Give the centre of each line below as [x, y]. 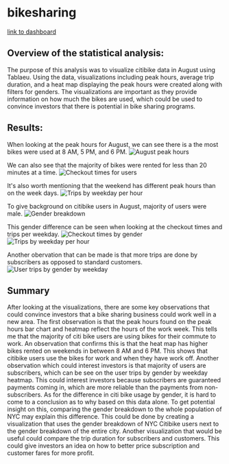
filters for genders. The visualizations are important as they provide [102, 91]
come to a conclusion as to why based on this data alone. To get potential [111, 402]
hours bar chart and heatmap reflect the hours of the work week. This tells [112, 329]
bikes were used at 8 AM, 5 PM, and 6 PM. [67, 152]
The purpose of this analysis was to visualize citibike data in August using [111, 69]
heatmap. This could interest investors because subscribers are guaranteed [114, 380]
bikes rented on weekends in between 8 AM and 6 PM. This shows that [107, 351]
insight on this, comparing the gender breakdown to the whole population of [114, 409]
